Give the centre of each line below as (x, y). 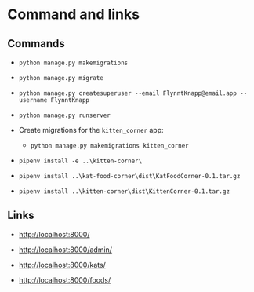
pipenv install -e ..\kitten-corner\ (80, 161)
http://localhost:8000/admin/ (65, 250)
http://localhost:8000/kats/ (62, 265)
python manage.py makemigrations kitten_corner (109, 146)
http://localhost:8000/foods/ (65, 279)
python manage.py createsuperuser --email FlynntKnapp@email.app (127, 93)
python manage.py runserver (64, 115)
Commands (36, 44)
